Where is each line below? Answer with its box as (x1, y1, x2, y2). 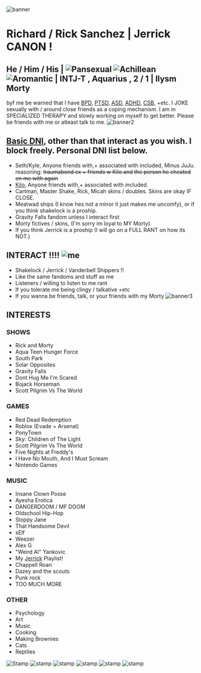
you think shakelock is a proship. (15, 207, 97, 214)
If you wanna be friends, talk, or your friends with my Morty (15, 292, 165, 299)
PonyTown (15, 429, 42, 436)
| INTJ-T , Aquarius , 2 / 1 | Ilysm (54, 73, 177, 84)
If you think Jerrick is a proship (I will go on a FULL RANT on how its (15, 226, 186, 233)
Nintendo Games (15, 461, 58, 468)
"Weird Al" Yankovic (15, 548, 66, 555)
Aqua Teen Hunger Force (15, 348, 78, 355)
